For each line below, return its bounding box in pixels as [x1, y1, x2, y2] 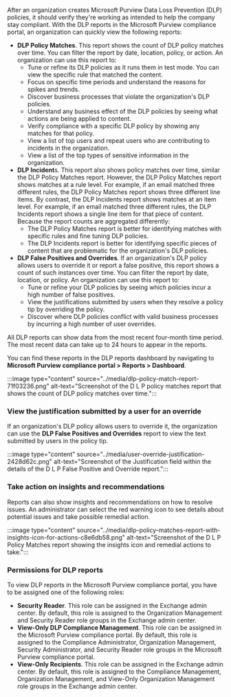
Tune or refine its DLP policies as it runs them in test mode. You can [27, 63, 219, 71]
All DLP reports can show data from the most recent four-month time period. [7, 333, 223, 341]
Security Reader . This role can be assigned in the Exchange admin [16, 601, 208, 609]
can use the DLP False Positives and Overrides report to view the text [7, 429, 206, 438]
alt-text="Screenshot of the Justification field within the [54, 458, 212, 466]
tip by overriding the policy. [27, 305, 105, 313]
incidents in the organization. [27, 144, 110, 152]
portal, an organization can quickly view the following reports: [7, 28, 182, 36]
